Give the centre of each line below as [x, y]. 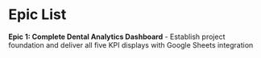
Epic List [37, 15]
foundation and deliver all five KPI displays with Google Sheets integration [131, 44]
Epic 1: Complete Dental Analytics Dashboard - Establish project [117, 37]
